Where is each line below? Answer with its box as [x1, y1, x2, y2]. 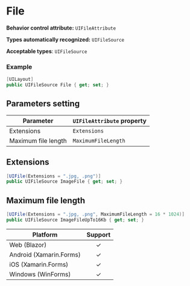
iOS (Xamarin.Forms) [9, 260, 69, 269]
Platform [32, 230, 58, 239]
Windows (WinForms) [9, 270, 71, 278]
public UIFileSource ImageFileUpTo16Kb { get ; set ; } [6, 217, 145, 223]
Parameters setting [6, 98, 80, 109]
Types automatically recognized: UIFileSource [6, 36, 125, 43]
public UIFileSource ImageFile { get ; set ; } [6, 179, 122, 185]
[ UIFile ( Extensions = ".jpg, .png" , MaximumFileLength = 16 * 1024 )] [6, 211, 185, 218]
